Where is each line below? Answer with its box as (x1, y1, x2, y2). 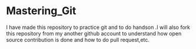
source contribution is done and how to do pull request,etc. (6, 36, 150, 43)
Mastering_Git (6, 4, 77, 18)
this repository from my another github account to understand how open (6, 30, 182, 37)
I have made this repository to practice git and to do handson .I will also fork (6, 24, 190, 31)
